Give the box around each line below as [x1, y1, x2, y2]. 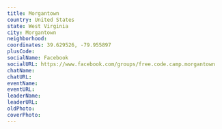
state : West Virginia [7, 23, 69, 29]
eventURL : [7, 86, 36, 93]
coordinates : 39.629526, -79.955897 [7, 42, 111, 48]
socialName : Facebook [7, 55, 69, 61]
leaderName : [7, 93, 41, 100]
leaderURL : [7, 99, 38, 106]
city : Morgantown [7, 29, 57, 36]
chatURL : [7, 73, 32, 81]
